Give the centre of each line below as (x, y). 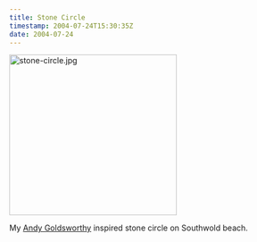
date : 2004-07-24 (41, 34)
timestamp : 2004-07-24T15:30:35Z (71, 26)
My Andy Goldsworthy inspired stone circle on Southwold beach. (128, 228)
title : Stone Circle (48, 17)
